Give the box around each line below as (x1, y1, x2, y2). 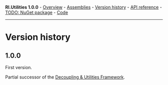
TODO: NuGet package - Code (5, 9, 68, 15)
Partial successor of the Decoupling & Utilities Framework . (5, 74, 125, 80)
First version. (5, 65, 32, 70)
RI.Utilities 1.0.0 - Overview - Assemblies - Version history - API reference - (5, 4, 162, 10)
